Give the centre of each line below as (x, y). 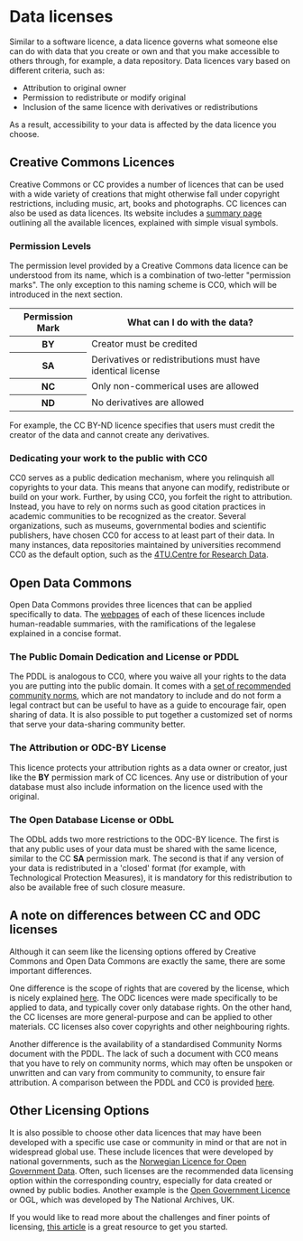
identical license (126, 370)
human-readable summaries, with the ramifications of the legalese (133, 624)
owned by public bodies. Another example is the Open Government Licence (150, 1190)
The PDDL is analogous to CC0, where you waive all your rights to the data (148, 676)
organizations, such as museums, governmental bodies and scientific (138, 526)
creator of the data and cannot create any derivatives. (110, 435)
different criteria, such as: (57, 70)
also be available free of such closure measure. (97, 887)
